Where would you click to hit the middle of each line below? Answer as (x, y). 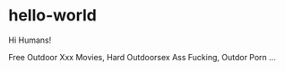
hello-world (53, 16)
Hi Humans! (30, 40)
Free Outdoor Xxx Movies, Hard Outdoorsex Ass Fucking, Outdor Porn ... (142, 57)
